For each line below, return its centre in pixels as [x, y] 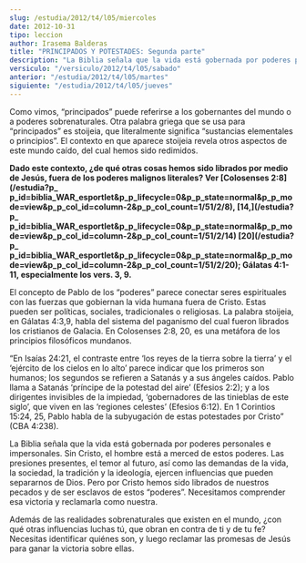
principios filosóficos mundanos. [71, 340]
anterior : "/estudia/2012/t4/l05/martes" [89, 77]
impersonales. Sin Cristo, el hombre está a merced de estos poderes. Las [147, 453]
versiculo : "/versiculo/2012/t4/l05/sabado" [95, 69]
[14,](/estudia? [265, 207]
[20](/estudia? [266, 235]
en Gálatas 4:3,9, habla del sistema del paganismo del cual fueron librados [149, 321]
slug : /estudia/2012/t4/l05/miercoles [83, 18]
